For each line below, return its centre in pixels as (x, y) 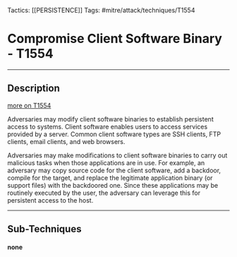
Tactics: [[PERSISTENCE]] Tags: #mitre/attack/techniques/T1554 (101, 10)
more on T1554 (29, 105)
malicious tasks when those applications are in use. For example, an (106, 162)
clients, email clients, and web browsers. (66, 141)
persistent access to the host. (50, 200)
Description (34, 89)
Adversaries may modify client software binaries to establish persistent (110, 119)
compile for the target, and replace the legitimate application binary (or (110, 178)
